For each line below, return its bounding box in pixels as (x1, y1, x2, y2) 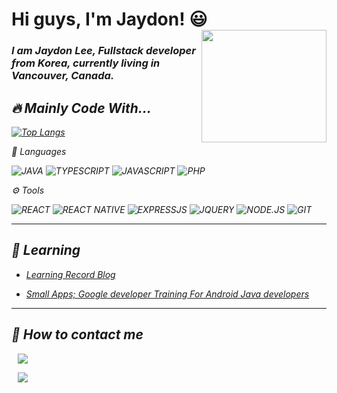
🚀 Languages (11, 145, 67, 157)
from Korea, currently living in (11, 56, 161, 70)
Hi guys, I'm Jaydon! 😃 (11, 8, 208, 31)
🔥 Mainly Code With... (11, 99, 152, 117)
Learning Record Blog (25, 268, 116, 280)
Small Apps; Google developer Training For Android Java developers (25, 288, 310, 300)
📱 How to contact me (11, 326, 144, 343)
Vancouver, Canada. (11, 69, 115, 83)
